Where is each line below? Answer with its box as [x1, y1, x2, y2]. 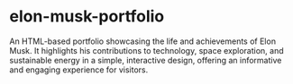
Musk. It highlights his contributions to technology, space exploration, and [9, 45, 284, 55]
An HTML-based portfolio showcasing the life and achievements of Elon [9, 36, 277, 46]
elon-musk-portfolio [9, 6, 165, 27]
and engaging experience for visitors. [9, 64, 149, 75]
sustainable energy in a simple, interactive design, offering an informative [9, 55, 282, 65]
